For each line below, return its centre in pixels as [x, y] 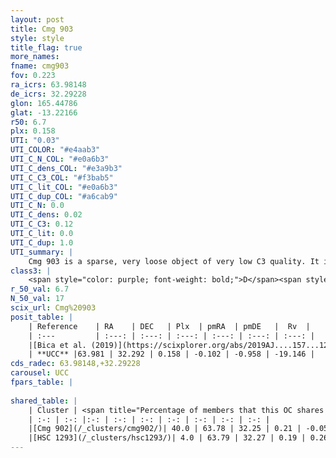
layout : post [37, 19]
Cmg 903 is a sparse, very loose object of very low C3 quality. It [174, 261]
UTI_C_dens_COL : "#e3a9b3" [66, 168]
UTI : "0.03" [35, 141]
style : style [37, 38]
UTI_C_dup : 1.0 [42, 242]
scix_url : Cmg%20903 [53, 308]
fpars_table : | [42, 382]
